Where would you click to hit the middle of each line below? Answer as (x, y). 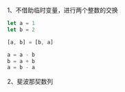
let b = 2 (21, 30)
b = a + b (21, 61)
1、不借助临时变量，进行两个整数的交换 (62, 10)
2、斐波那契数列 (30, 82)
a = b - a (21, 68)
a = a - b (21, 55)
